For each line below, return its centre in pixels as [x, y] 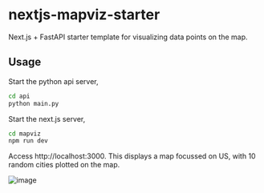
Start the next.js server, [47, 119]
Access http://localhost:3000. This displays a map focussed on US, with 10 [132, 156]
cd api [19, 96]
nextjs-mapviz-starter [84, 15]
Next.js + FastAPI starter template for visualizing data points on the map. [128, 37]
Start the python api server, [53, 81]
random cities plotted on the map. [64, 165]
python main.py [34, 103]
